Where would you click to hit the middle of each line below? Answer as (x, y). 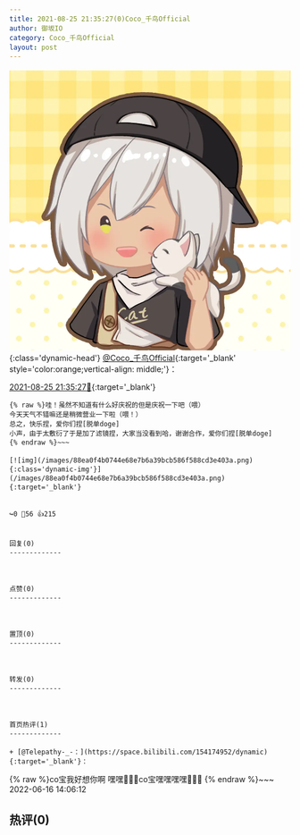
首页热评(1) (29, 725)
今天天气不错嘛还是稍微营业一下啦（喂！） (76, 415)
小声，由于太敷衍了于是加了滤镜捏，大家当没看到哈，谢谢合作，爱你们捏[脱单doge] (141, 434)
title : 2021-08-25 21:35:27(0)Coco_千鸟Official (100, 19)
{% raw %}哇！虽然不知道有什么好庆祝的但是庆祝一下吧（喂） (107, 405)
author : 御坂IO (36, 28)
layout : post (33, 47)
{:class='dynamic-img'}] (55, 469)
